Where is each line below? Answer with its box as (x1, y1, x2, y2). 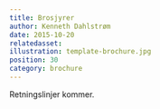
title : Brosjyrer (9, 13, 75, 23)
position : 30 (9, 55, 59, 64)
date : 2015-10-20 (9, 30, 75, 39)
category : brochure (9, 64, 83, 74)
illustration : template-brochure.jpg (9, 47, 152, 56)
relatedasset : (9, 38, 63, 48)
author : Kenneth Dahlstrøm (9, 22, 111, 31)
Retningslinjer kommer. (9, 88, 95, 100)
